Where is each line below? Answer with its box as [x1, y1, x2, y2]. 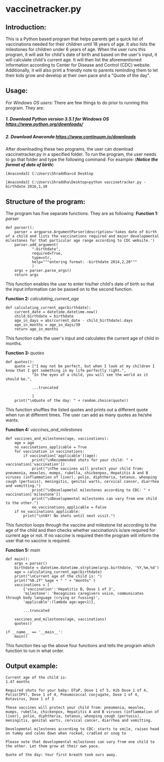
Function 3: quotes [5, 350, 45, 356]
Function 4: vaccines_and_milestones [5, 426, 83, 432]
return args [14, 272, 39, 277]
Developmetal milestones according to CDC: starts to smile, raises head [5, 726, 160, 732]
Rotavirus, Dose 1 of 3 [5, 696, 54, 701]
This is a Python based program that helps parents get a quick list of [5, 36, 143, 42]
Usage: [5, 87, 28, 95]
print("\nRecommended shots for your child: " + [31, 457, 133, 462]
